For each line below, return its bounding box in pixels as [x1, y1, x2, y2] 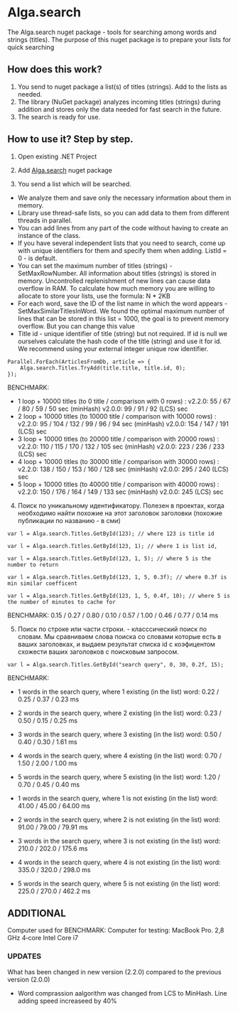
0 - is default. [17, 254, 58, 262]
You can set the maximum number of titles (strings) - [17, 261, 173, 270]
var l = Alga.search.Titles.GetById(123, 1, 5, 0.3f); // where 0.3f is [7, 574, 227, 581]
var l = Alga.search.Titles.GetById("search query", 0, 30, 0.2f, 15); [7, 661, 224, 668]
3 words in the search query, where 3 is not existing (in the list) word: [17, 836, 221, 845]
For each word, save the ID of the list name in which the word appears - [17, 299, 228, 308]
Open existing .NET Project [17, 152, 97, 161]
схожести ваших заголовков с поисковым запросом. [17, 647, 179, 656]
